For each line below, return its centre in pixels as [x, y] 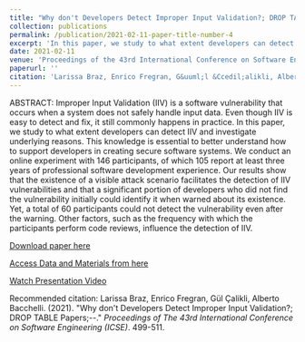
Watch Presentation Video [58, 280]
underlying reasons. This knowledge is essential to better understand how [148, 141]
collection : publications [58, 26]
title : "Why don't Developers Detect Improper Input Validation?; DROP [148, 18]
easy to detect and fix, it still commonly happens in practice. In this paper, [148, 122]
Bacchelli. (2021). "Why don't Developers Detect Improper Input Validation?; [151, 308]
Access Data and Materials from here [79, 263]
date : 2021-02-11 [42, 52]
